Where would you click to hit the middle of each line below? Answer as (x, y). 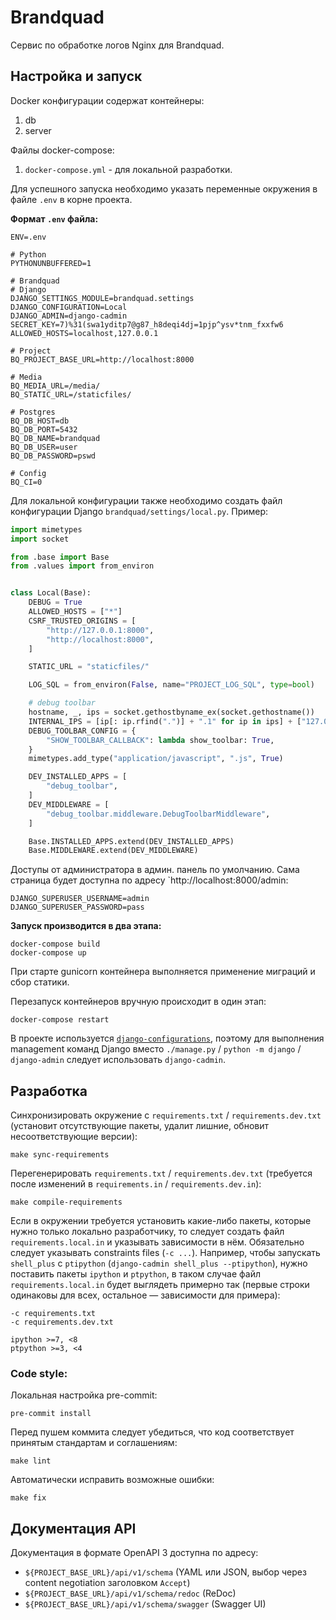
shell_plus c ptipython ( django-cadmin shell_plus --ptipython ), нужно (159, 1263)
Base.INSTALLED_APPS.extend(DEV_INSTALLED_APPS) (131, 841)
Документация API (73, 1528)
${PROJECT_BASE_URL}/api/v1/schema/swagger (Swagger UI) (145, 1604)
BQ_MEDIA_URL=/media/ (55, 386)
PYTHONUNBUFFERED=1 (51, 263)
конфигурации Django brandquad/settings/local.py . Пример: (139, 511)
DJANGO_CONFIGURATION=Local (69, 307)
